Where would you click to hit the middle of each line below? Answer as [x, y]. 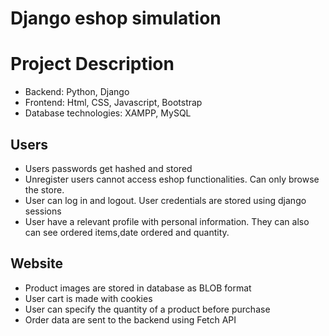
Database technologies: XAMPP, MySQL [108, 113]
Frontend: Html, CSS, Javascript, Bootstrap [113, 103]
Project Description [92, 64]
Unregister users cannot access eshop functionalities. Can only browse [172, 179]
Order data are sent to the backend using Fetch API [130, 319]
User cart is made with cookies [88, 298]
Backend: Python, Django [77, 92]
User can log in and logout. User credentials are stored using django [165, 200]
